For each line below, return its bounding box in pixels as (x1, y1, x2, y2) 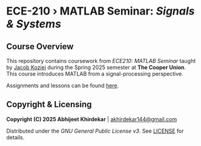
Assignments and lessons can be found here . (6, 82, 119, 89)
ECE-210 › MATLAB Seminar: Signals (6, 4, 195, 18)
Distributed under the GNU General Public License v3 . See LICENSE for (6, 127, 184, 134)
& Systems (6, 17, 62, 31)
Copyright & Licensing (6, 99, 92, 110)
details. (6, 133, 25, 141)
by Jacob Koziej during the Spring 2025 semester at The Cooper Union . (6, 64, 186, 71)
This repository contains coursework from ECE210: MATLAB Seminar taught (6, 58, 196, 64)
